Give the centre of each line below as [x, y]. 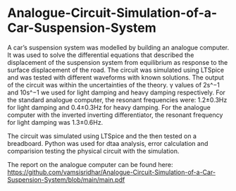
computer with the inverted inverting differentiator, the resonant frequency [115, 115]
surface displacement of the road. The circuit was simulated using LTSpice [116, 70]
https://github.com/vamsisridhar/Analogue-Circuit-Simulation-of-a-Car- [112, 172]
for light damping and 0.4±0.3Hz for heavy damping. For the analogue [109, 107]
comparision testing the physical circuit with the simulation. [93, 151]
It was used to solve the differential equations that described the [101, 55]
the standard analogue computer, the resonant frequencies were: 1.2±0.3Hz [117, 99]
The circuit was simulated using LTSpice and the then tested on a [102, 136]
